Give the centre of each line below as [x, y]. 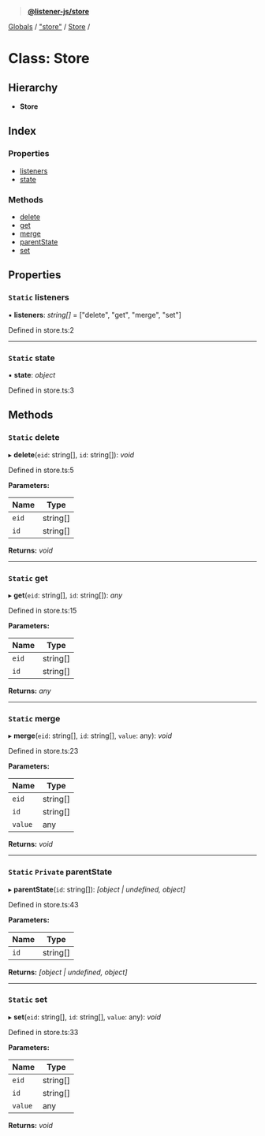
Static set [28, 1000]
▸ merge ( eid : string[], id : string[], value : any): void [90, 736]
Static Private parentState [60, 872]
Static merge [34, 718]
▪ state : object [32, 374]
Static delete [34, 438]
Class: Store [49, 59]
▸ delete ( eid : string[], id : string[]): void [71, 454]
